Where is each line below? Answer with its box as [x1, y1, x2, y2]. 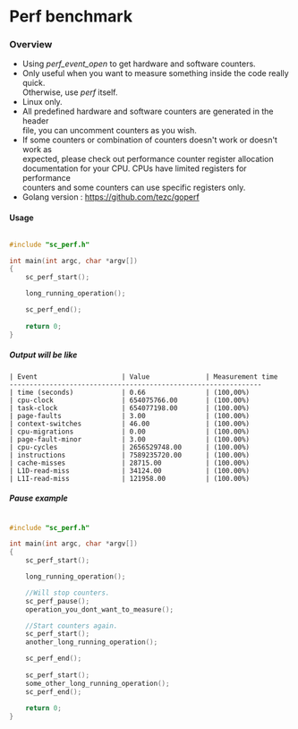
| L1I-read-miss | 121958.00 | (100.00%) [9, 474, 251, 483]
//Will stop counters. [25, 588, 110, 597]
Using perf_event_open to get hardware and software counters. [21, 58, 257, 69]
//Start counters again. [25, 621, 118, 630]
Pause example [9, 493, 69, 503]
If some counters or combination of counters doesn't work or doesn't [21, 134, 277, 145]
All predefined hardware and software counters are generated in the [21, 106, 274, 117]
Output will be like [9, 349, 78, 360]
